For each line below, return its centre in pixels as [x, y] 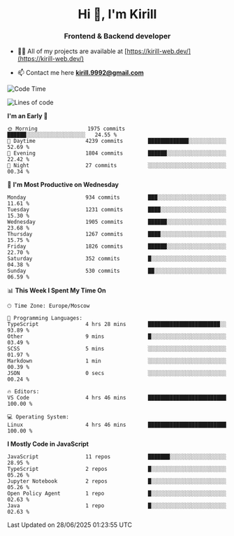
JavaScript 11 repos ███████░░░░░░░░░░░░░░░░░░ [117, 457]
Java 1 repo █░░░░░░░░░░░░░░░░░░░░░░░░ [117, 506]
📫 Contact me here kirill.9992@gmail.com [81, 73]
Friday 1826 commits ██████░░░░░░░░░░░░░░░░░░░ [117, 247]
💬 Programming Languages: [45, 318]
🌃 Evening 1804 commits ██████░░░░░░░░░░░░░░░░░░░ [117, 153]
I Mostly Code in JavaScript [48, 444]
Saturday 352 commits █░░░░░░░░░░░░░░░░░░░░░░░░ [117, 259]
